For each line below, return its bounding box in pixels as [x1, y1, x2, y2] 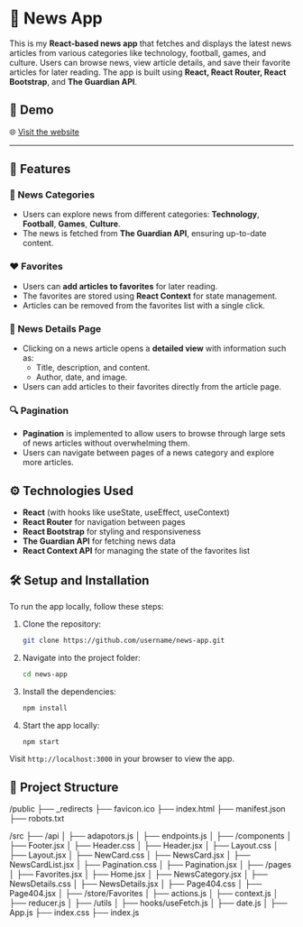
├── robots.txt [9, 813, 65, 824]
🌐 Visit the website [9, 126, 79, 137]
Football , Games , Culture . [22, 218, 121, 229]
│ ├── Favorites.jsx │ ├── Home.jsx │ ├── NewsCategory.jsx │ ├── [9, 869, 269, 880]
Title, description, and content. [35, 363, 151, 373]
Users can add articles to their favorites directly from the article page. [22, 381, 282, 392]
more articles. [22, 457, 74, 468]
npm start [22, 737, 60, 747]
